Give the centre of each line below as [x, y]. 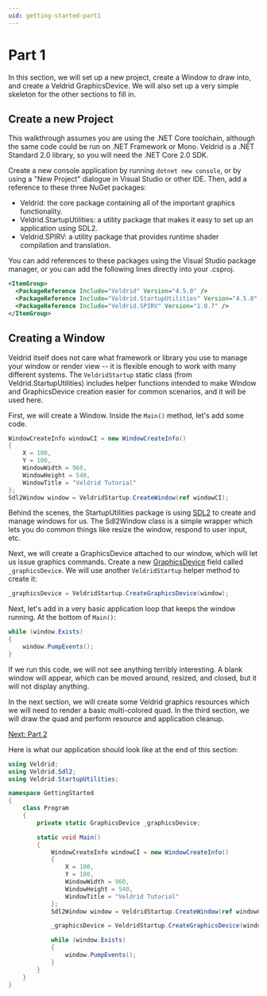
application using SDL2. [58, 229]
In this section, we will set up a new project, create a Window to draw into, [130, 77]
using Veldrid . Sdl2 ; [43, 771]
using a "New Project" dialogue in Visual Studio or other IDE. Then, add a [128, 179]
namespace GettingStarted [51, 794]
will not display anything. [49, 686]
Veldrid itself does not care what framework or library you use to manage [128, 357]
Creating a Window [57, 338]
